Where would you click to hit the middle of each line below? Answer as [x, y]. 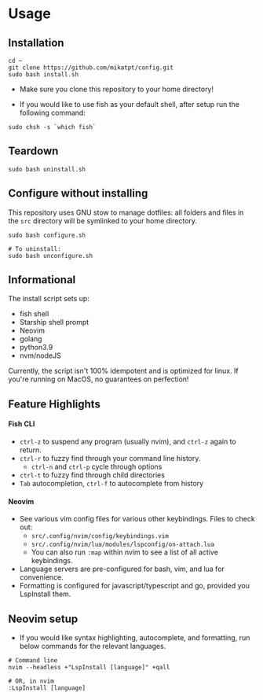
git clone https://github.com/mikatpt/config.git [91, 68]
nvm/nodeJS [40, 356]
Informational [42, 280]
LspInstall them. [45, 594]
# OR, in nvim [31, 681]
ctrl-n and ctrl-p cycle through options [97, 467]
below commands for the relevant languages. [93, 647]
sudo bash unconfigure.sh [50, 256]
